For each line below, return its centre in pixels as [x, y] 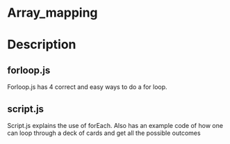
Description [42, 45]
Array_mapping [53, 13]
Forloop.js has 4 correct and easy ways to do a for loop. [88, 87]
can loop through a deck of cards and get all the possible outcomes [104, 133]
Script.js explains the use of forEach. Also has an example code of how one [115, 126]
